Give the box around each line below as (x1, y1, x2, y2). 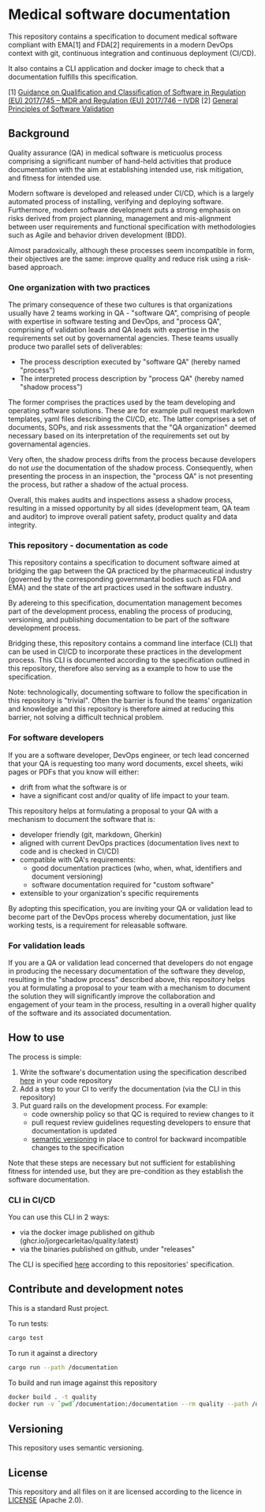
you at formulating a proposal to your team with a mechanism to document (8, 983, 251, 992)
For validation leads (8, 940, 85, 951)
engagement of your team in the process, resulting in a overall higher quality (8, 999, 256, 1009)
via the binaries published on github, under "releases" (19, 1245, 196, 1254)
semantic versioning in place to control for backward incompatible (31, 1134, 247, 1144)
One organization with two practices (8, 282, 151, 293)
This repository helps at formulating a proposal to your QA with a (8, 806, 218, 816)
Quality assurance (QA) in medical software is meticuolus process (8, 147, 222, 157)
